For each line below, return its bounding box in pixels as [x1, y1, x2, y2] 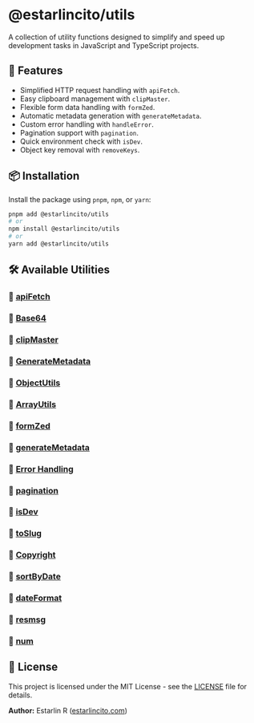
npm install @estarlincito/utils [8, 225, 120, 234]
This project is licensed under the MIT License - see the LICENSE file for [8, 681, 247, 691]
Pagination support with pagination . [19, 128, 139, 137]
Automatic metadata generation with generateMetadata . [19, 111, 202, 120]
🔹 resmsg [8, 614, 46, 625]
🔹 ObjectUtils [8, 377, 61, 388]
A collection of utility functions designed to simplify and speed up [8, 32, 225, 42]
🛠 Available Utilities [8, 263, 111, 277]
